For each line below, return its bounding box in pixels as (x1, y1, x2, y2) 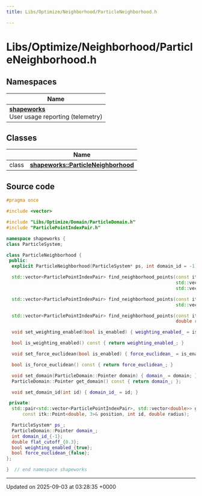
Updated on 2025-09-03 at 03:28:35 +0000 (6, 483, 116, 490)
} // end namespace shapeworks (6, 466, 87, 473)
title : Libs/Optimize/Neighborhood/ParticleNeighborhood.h (6, 8, 158, 15)
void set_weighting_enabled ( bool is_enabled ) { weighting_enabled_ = (11, 329, 189, 335)
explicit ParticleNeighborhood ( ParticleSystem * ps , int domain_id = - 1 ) (11, 263, 198, 269)
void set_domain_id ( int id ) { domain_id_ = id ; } (11, 389, 138, 395)
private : (8, 400, 31, 406)
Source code (6, 181, 55, 192)
